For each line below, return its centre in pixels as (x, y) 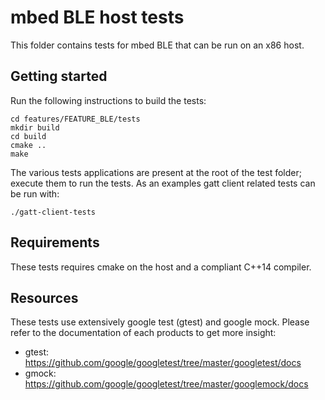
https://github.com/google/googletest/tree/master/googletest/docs (163, 363)
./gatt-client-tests (53, 212)
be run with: (35, 193)
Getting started (59, 76)
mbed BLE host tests (97, 17)
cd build (28, 136)
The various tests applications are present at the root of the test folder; (156, 172)
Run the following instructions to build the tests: (108, 100)
